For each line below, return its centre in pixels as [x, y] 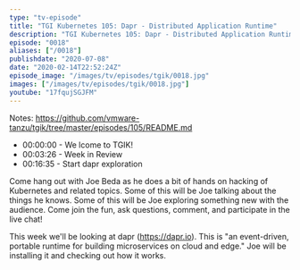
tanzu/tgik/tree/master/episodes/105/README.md [101, 127]
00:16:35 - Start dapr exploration [82, 164]
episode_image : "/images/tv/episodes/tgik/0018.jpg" [109, 76]
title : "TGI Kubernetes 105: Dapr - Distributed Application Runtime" [143, 26]
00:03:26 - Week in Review [72, 154]
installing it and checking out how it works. [88, 255]
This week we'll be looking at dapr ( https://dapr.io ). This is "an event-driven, [149, 236]
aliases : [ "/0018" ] [46, 51]
